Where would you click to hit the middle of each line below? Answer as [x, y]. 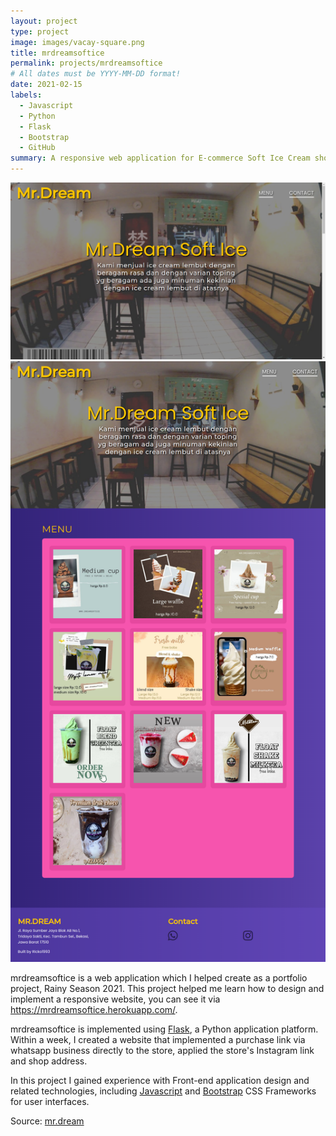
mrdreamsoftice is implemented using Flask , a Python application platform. [164, 1029]
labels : [26, 95]
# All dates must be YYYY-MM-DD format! [96, 74]
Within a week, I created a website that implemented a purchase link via [158, 1040]
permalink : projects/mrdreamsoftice [86, 63]
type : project [40, 31]
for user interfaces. [50, 1102]
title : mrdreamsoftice [57, 53]
